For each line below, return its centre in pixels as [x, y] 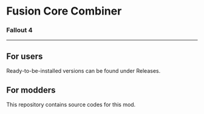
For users [25, 56]
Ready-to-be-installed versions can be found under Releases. [83, 71]
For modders [31, 90]
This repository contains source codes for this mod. [71, 105]
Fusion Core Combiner [64, 11]
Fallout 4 [19, 30]
